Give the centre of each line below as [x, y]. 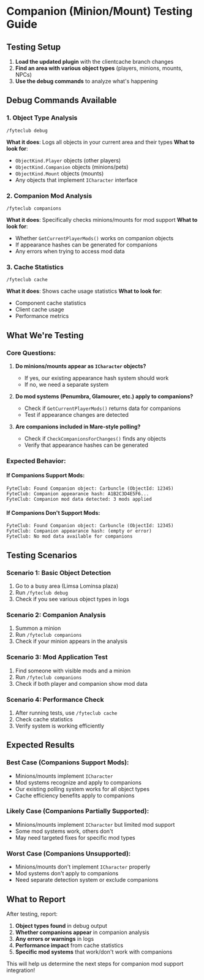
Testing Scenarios [42, 555]
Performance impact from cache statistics [69, 945]
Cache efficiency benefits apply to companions [75, 796]
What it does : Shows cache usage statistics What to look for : [84, 291]
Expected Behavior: [36, 461]
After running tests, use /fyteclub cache [66, 713]
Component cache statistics [51, 303]
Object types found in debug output [61, 925]
